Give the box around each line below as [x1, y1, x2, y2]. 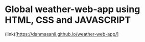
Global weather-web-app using [5, 4, 140, 15]
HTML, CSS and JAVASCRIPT [5, 14, 131, 26]
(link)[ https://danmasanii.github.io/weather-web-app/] [5, 31, 119, 37]
